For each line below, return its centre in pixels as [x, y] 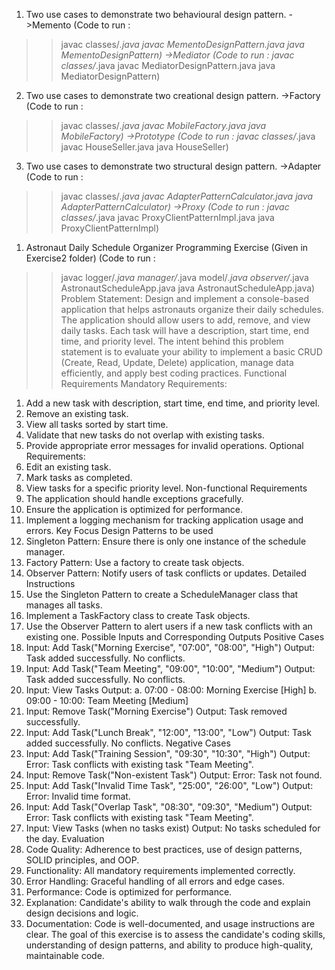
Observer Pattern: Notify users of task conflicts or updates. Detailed [166, 573]
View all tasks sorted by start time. [97, 424]
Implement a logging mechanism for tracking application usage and [164, 520]
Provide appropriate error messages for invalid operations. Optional [164, 445]
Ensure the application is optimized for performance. [134, 509]
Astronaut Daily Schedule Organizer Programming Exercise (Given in [167, 247]
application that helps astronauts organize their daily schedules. [192, 309]
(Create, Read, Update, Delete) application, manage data [177, 362]
